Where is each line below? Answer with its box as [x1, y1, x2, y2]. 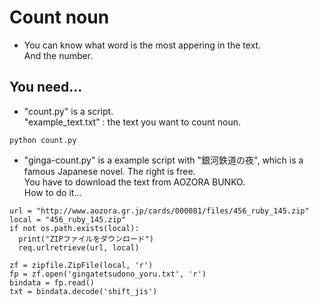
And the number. [23, 49, 94, 61]
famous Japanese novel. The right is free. [23, 165, 196, 177]
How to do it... [23, 186, 82, 198]
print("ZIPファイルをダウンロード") [18, 234, 155, 244]
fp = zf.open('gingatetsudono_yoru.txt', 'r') [9, 269, 207, 279]
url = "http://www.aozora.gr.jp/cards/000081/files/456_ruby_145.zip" [9, 206, 310, 216]
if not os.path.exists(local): [9, 223, 140, 233]
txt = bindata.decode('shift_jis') [9, 286, 158, 296]
